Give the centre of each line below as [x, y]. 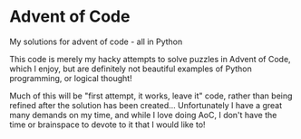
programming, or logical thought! [71, 78]
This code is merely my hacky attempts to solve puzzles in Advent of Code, [150, 59]
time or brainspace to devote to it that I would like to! [107, 125]
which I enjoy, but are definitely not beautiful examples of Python [131, 69]
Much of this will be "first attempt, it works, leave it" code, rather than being [151, 96]
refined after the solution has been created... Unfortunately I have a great [146, 105]
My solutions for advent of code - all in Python [96, 42]
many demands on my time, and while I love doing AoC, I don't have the [143, 115]
